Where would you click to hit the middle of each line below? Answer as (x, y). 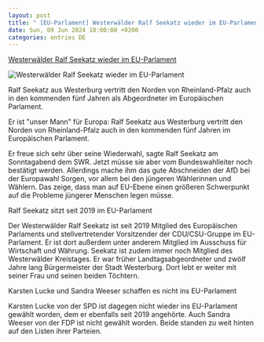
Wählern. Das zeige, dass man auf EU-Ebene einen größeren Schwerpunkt (129, 187)
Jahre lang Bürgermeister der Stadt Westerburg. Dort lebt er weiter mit (123, 267)
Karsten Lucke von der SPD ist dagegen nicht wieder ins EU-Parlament (123, 306)
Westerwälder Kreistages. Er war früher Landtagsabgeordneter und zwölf (127, 259)
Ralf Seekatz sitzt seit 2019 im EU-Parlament (80, 211)
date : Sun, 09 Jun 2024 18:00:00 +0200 (73, 30)
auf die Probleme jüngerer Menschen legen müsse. (91, 195)
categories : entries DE (47, 37)
